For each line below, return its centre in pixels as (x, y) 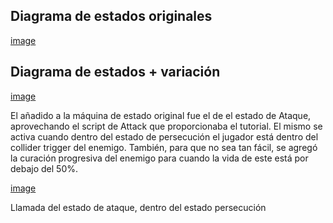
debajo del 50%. (44, 168)
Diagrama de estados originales (111, 16)
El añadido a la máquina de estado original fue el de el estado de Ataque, (161, 115)
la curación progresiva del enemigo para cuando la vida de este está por (159, 158)
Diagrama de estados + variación (115, 72)
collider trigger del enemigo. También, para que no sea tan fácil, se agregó (164, 147)
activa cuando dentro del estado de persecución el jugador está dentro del (164, 136)
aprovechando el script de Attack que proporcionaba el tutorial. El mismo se (166, 126)
